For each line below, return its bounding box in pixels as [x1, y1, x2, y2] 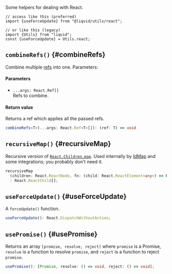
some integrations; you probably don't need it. [5, 158, 103, 165]
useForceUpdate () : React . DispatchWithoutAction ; [5, 216, 111, 221]
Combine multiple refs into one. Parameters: [5, 64, 98, 70]
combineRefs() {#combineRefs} [5, 51, 106, 59]
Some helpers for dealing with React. [5, 5, 83, 10]
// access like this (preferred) [5, 14, 77, 19]
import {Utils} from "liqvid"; [5, 32, 72, 37]
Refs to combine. [12, 93, 49, 99]
